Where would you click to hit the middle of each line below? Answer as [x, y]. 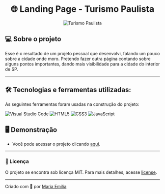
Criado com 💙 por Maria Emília [36, 186]
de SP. [12, 69]
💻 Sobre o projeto [33, 39]
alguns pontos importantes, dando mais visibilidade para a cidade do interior [82, 64]
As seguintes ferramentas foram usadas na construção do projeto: [72, 104]
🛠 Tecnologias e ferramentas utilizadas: [68, 90]
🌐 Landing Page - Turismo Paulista [82, 9]
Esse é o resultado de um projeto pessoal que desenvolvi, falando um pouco [82, 53]
